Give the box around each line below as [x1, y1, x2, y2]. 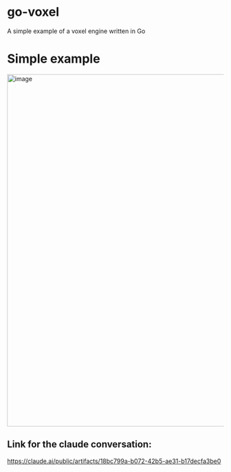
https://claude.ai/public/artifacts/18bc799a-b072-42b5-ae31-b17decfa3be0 [7, 457, 221, 465]
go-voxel [7, 4, 60, 20]
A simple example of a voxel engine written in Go [7, 27, 146, 35]
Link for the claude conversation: [7, 438, 152, 451]
